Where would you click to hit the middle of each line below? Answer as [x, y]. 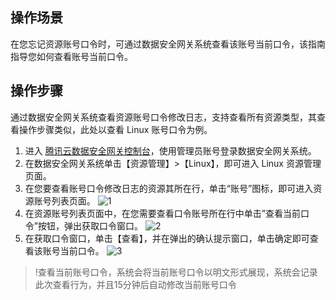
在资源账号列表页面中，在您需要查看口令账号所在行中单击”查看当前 [162, 213]
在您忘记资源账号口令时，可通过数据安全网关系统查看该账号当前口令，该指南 [168, 44]
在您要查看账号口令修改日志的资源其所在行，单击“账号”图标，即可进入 [169, 188]
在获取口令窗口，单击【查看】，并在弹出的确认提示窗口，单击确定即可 [167, 238]
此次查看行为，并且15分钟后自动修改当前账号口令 [135, 284]
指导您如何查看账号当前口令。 [71, 56]
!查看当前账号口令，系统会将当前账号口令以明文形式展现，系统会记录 [176, 272]
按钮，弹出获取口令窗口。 [90, 225]
